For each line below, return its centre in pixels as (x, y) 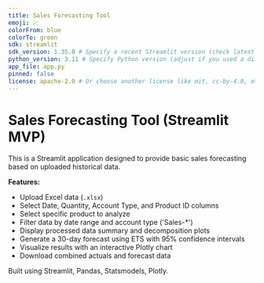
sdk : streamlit (33, 45)
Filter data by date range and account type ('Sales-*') (106, 222)
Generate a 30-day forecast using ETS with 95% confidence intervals (132, 239)
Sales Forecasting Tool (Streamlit (119, 120)
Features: (24, 182)
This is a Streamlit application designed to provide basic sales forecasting (127, 159)
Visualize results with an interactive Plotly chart (96, 248)
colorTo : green (33, 37)
